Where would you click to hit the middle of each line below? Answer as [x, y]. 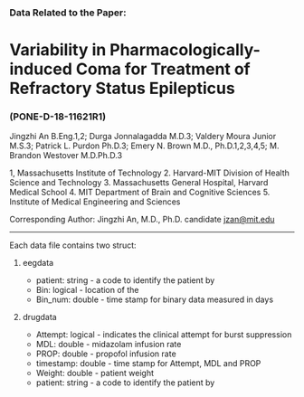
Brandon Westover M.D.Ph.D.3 [66, 156]
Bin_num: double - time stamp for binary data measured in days [155, 299]
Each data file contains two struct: [73, 245]
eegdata [38, 263]
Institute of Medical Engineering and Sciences [95, 202]
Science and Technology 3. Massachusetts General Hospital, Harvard [139, 183]
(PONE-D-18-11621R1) [58, 117]
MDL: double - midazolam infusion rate [109, 345]
